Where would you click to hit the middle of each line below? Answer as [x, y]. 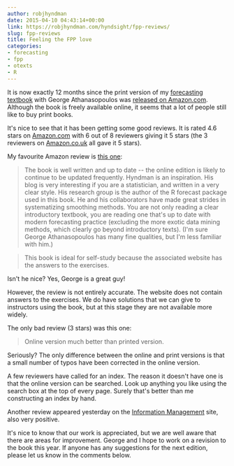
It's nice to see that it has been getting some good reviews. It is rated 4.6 [112, 128]
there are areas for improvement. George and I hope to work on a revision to [117, 440]
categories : [24, 46]
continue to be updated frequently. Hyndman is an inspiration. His [119, 177]
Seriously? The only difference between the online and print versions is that [116, 355]
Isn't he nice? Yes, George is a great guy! [66, 278]
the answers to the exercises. [67, 265]
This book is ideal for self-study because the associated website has [123, 257]
